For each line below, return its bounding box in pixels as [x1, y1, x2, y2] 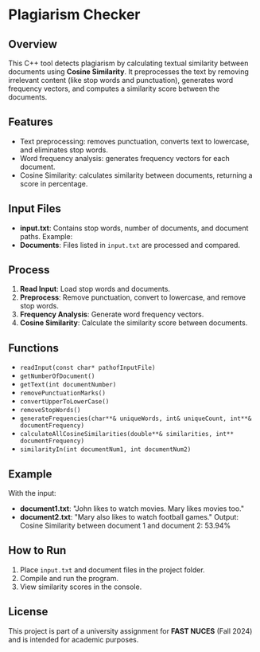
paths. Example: [19, 231, 73, 241]
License [8, 605, 49, 619]
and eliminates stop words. [19, 145, 109, 155]
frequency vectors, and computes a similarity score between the [8, 84, 220, 93]
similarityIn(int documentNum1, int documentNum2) [19, 446, 192, 454]
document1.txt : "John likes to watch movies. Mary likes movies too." [19, 504, 245, 513]
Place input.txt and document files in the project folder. [19, 564, 205, 575]
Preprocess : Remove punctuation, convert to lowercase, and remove [19, 293, 246, 302]
